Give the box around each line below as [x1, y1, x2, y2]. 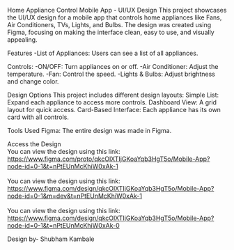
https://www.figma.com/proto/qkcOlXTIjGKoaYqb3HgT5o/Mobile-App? [7, 155, 210, 163]
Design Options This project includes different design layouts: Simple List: [7, 91, 219, 99]
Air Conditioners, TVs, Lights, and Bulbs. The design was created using [7, 21, 212, 29]
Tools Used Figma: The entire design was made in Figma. [7, 127, 172, 134]
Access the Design [7, 140, 61, 148]
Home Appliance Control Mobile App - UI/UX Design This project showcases [7, 6, 227, 14]
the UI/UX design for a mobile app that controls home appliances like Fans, [7, 13, 222, 22]
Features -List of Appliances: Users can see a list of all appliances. [7, 49, 198, 57]
